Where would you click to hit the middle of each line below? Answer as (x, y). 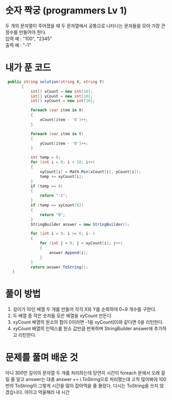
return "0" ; (53, 215)
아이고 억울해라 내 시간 (47, 392)
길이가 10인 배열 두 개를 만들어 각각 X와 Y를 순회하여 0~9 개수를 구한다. (84, 310)
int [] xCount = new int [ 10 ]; (62, 91)
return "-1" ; (54, 196)
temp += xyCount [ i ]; (62, 176)
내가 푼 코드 (28, 68)
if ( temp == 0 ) (47, 186)
